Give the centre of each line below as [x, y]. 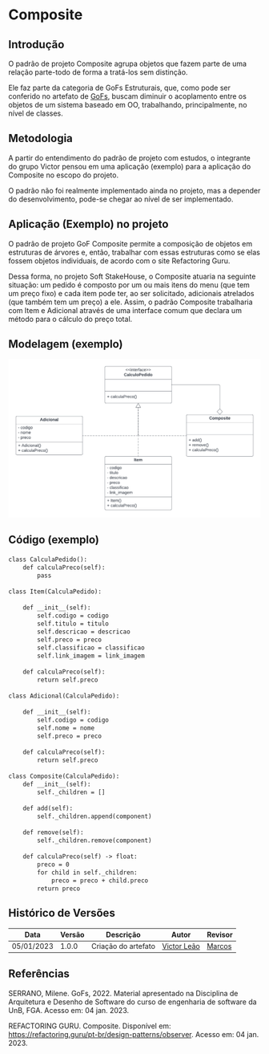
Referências [39, 974]
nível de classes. [36, 113]
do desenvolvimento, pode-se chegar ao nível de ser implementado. [121, 199]
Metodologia [41, 138]
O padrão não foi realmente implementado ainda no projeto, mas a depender [134, 190]
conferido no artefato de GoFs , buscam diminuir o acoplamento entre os [127, 96]
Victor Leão [181, 946]
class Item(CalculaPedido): [55, 592]
